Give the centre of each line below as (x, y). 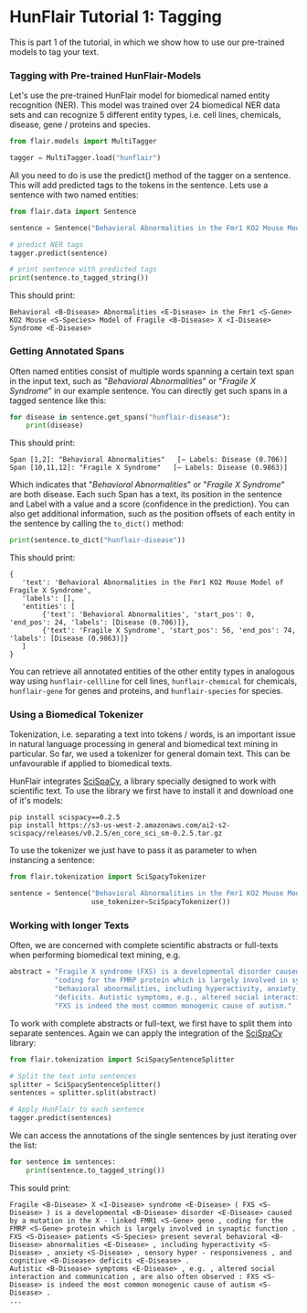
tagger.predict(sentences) (61, 1118)
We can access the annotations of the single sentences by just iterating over (153, 1135)
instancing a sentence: (52, 860)
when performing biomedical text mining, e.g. (95, 955)
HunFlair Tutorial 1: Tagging (116, 17)
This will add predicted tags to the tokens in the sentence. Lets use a (139, 185)
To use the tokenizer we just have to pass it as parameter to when (133, 850)
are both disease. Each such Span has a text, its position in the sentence (146, 495)
